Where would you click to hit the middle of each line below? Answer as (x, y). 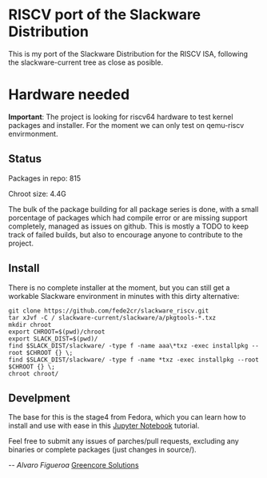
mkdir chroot (30, 325)
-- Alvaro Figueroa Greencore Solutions (74, 465)
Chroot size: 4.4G (37, 193)
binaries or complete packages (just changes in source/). (103, 450)
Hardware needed (69, 95)
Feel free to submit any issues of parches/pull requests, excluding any (124, 441)
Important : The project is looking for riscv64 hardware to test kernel (121, 117)
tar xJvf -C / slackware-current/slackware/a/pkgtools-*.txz (112, 317)
